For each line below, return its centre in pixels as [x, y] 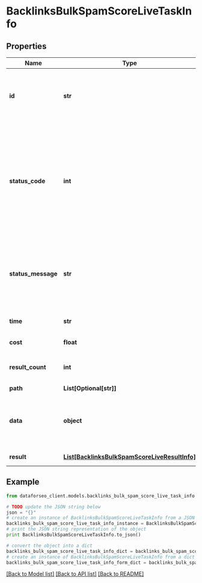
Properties [26, 46]
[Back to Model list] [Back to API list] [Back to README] [75, 574]
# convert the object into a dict [50, 546]
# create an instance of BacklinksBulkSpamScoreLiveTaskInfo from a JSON [101, 518]
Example [23, 482]
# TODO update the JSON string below [54, 507]
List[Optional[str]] [90, 388]
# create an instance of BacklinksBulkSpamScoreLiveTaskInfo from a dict [101, 557]
